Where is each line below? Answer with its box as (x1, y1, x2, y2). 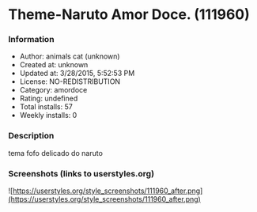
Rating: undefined (19, 93, 78, 104)
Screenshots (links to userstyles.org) (8, 168, 155, 179)
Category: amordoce (19, 85, 88, 95)
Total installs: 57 (19, 102, 73, 112)
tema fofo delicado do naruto (8, 148, 103, 157)
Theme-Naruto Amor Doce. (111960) (8, 6, 251, 24)
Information (8, 34, 55, 45)
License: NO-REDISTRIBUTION (19, 77, 121, 86)
